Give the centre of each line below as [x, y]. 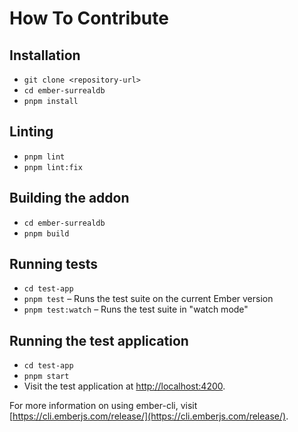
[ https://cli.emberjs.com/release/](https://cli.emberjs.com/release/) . [149, 416]
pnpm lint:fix [53, 167]
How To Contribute [89, 18]
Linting [31, 132]
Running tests [54, 264]
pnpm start [46, 377]
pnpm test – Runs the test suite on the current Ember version [148, 299]
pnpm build [46, 233]
